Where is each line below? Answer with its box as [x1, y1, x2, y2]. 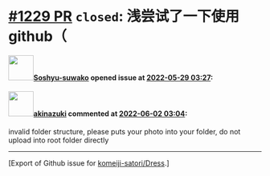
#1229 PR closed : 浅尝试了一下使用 [8, 7, 239, 26]
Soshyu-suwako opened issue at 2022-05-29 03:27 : [33, 73, 214, 82]
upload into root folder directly [8, 135, 109, 145]
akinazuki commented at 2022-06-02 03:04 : [33, 109, 188, 118]
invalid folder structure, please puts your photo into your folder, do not [8, 126, 241, 136]
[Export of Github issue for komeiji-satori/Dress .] [8, 158, 170, 168]
